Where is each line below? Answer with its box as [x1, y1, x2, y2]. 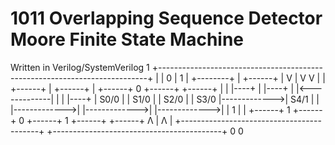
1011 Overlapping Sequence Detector [10, 7, 323, 30]
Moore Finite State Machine [10, 28, 245, 51]
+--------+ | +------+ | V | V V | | [190, 72, 326, 84]
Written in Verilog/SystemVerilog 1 [10, 61, 150, 73]
